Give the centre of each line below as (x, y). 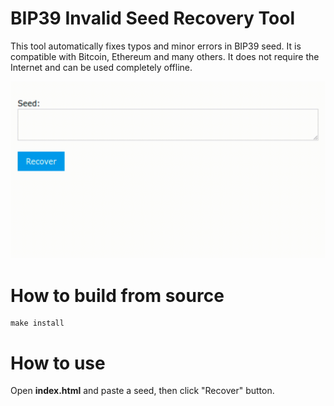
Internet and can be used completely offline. (101, 67)
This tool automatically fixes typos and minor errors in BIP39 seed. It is (156, 46)
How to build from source (117, 295)
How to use (58, 363)
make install (37, 323)
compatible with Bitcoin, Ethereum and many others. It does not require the (165, 56)
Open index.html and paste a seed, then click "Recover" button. (142, 391)
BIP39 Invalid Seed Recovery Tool (153, 18)
